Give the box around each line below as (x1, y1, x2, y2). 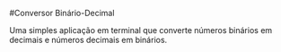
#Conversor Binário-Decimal (9, 8, 115, 18)
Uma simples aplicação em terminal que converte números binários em (9, 25, 273, 35)
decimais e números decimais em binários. (9, 35, 168, 45)
